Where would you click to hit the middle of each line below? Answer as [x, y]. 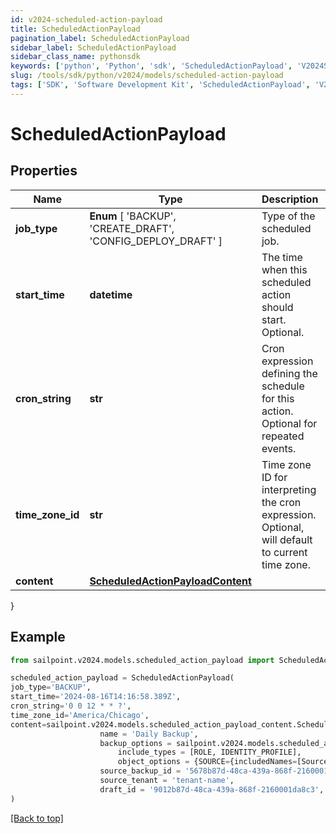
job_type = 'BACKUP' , [51, 687]
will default [287, 539]
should [277, 307]
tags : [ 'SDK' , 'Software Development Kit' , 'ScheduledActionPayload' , [160, 85]
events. [279, 448]
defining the [289, 373]
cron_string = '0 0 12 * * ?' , [71, 706]
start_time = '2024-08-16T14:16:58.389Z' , [96, 697]
